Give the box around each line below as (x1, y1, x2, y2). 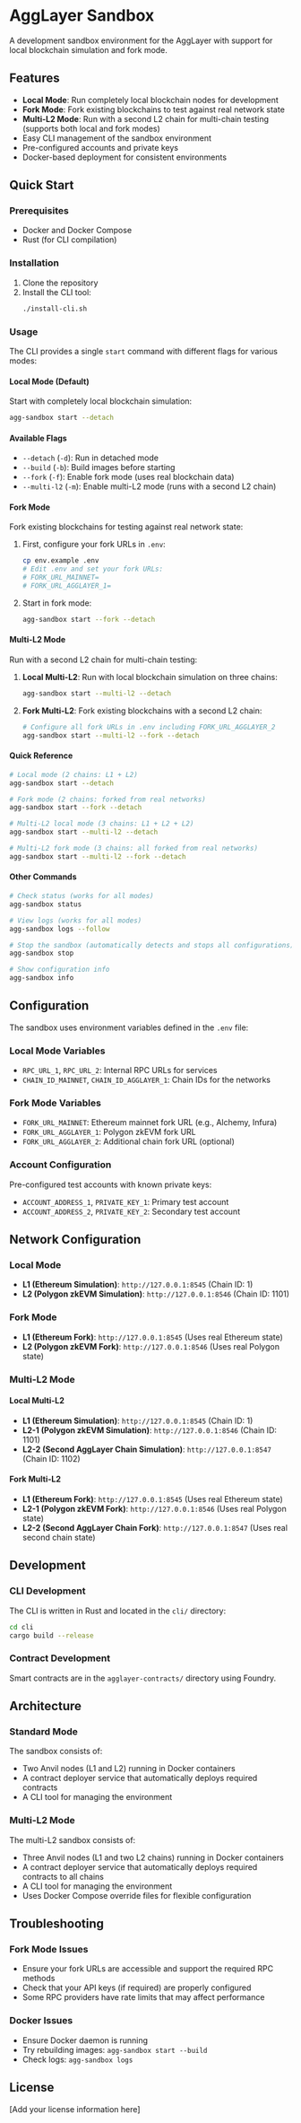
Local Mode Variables (9, 1044, 106, 1057)
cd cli (9, 1622, 34, 1631)
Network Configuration (9, 1232, 142, 1247)
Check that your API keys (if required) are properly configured (21, 1982, 252, 1993)
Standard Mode (9, 1725, 79, 1738)
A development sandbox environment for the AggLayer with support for (9, 35, 273, 46)
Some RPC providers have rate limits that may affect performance (21, 1992, 265, 2003)
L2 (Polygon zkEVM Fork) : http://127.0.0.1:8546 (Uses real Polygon (21, 1341, 280, 1351)
